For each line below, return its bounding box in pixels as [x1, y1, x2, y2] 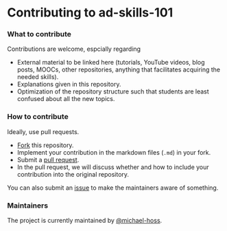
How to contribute [7, 112, 69, 122]
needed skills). [16, 73, 59, 81]
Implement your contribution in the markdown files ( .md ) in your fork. [16, 148, 211, 156]
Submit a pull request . [16, 155, 80, 164]
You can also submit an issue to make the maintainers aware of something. [7, 184, 219, 192]
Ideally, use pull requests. [7, 127, 80, 135]
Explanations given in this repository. [16, 80, 121, 89]
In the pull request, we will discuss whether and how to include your [16, 163, 209, 171]
